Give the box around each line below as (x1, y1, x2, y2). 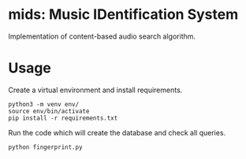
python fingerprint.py (8, 143, 83, 151)
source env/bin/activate (8, 107, 90, 115)
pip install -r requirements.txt (8, 114, 118, 122)
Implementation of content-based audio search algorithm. (8, 31, 196, 41)
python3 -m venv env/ (8, 100, 80, 108)
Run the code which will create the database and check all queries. (8, 128, 226, 137)
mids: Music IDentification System (8, 6, 239, 24)
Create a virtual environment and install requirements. (8, 85, 183, 94)
